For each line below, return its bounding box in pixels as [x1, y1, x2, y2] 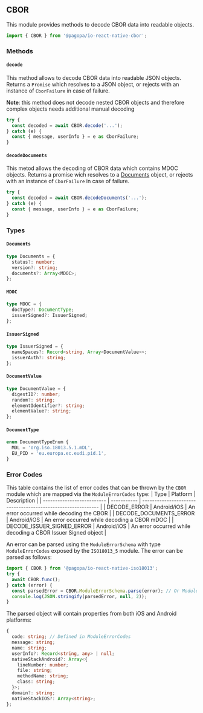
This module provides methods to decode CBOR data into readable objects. [6, 21, 195, 28]
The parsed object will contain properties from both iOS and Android [6, 610, 177, 617]
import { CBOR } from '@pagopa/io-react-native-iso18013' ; [6, 565, 158, 571]
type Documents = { [6, 253, 56, 259]
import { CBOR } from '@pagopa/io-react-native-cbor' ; [6, 33, 147, 39]
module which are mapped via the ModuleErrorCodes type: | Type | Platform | [6, 490, 196, 498]
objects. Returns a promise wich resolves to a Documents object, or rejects [6, 171, 193, 178]
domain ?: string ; [11, 689, 56, 696]
